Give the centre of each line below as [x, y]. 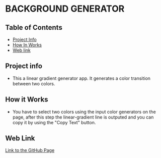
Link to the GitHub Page [30, 150]
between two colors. [34, 83]
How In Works [27, 45]
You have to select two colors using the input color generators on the [84, 112]
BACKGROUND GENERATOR [65, 9]
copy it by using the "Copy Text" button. [54, 122]
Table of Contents [34, 28]
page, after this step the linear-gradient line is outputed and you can [83, 117]
